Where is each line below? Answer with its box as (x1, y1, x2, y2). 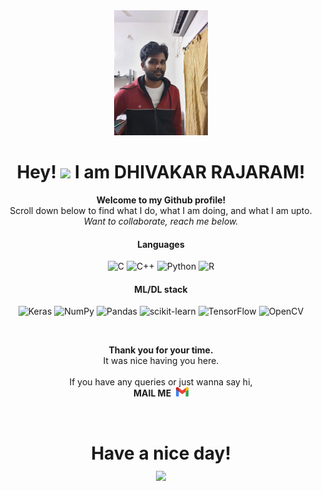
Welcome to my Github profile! (96, 194, 226, 206)
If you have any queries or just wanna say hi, (69, 376, 253, 388)
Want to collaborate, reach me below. (83, 215, 239, 227)
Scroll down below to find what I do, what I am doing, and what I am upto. (9, 204, 313, 216)
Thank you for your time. (108, 344, 214, 356)
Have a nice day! (91, 442, 231, 464)
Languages (137, 238, 185, 250)
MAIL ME (132, 387, 172, 399)
